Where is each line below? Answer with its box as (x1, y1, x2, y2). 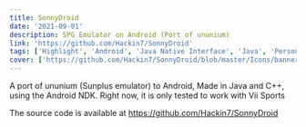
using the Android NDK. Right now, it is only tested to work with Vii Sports (9, 90, 285, 101)
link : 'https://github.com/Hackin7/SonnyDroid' (9, 38, 194, 48)
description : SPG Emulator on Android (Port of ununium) (9, 30, 230, 39)
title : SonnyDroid (9, 13, 79, 23)
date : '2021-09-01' (9, 22, 84, 31)
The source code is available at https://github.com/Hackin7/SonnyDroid (9, 108, 279, 118)
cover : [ (9, 55, 43, 64)
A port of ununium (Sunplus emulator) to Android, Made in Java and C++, (9, 81, 285, 91)
